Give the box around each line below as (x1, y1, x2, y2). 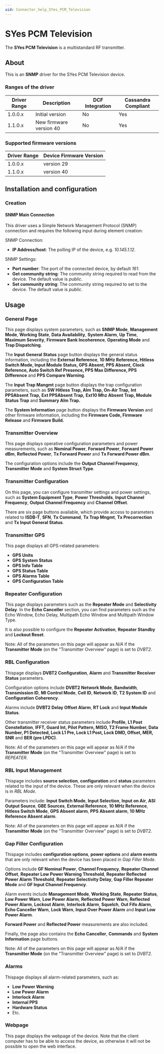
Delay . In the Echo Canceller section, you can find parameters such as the (5, 607, 155, 613)
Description (42, 99, 71, 106)
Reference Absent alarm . (5, 813, 57, 819)
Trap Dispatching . (5, 342, 42, 348)
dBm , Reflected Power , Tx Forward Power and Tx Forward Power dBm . (5, 451, 150, 457)
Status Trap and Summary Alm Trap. (5, 397, 81, 404)
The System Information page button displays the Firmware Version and (5, 407, 153, 413)
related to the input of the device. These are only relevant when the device (5, 783, 155, 789)
